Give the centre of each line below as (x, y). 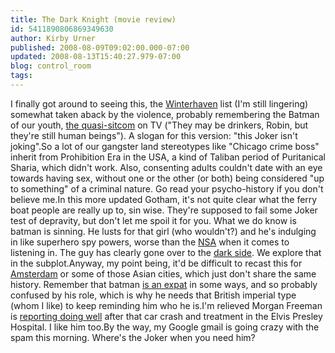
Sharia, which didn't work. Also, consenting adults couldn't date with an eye (166, 167)
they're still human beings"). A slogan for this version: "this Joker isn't (154, 135)
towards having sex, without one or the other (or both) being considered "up (167, 178)
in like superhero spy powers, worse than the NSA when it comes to (150, 242)
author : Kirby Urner (53, 38)
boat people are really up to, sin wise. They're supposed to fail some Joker (164, 210)
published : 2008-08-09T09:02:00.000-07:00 (100, 47)
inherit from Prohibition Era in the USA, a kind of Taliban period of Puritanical (168, 157)
